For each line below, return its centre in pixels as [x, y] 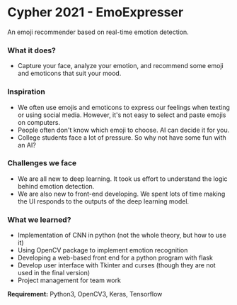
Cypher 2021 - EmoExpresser [96, 12]
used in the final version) [54, 273]
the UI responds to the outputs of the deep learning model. [103, 201]
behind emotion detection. [56, 186]
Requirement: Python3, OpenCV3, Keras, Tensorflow [85, 294]
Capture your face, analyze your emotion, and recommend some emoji [121, 66]
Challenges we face [42, 163]
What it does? [32, 50]
